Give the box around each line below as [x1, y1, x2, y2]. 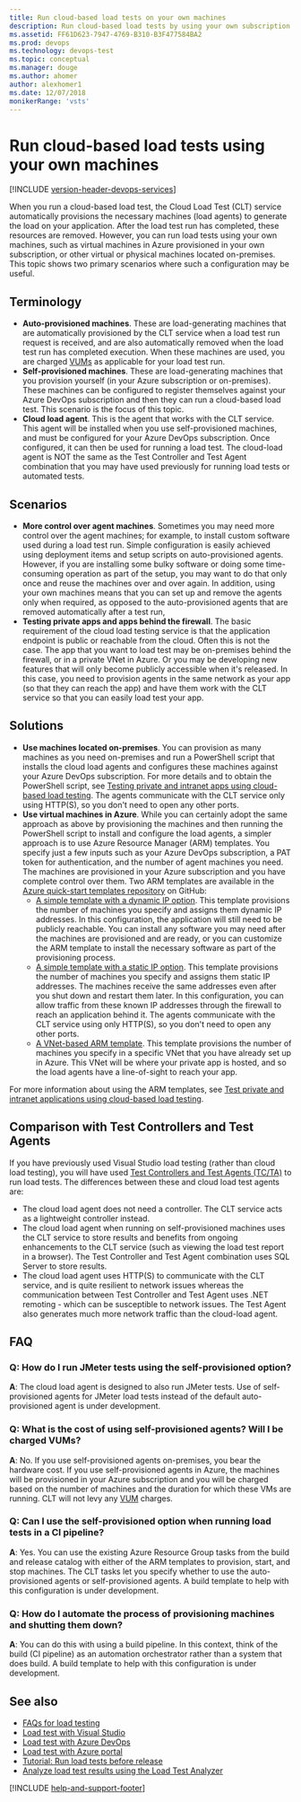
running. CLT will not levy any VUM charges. [9, 1492, 173, 1504]
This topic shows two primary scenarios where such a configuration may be [9, 259, 289, 269]
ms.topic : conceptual [9, 55, 90, 64]
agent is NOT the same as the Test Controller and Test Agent [21, 452, 247, 462]
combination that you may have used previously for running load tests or [21, 461, 290, 472]
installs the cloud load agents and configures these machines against [21, 760, 279, 772]
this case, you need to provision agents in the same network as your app [21, 672, 291, 683]
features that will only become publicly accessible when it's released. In [21, 664, 288, 674]
